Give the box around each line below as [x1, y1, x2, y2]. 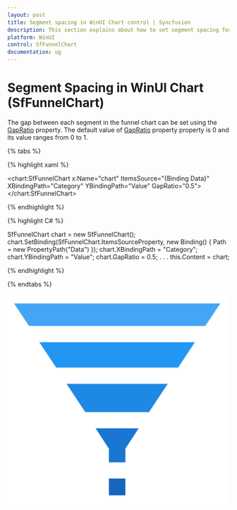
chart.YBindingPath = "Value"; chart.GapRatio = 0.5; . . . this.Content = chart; [7, 253, 230, 261]
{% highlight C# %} [7, 216, 64, 225]
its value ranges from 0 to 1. [7, 133, 88, 141]
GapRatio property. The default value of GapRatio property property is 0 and [7, 126, 229, 134]
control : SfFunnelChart [7, 41, 78, 49]
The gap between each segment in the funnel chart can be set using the [7, 118, 217, 126]
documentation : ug [7, 49, 61, 56]
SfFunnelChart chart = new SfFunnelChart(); [7, 230, 136, 238]
